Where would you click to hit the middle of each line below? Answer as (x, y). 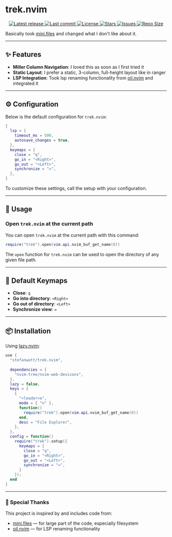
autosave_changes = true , (42, 140)
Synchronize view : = (35, 310)
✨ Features (23, 55)
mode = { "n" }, (36, 403)
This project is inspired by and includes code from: (59, 513)
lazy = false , (25, 384)
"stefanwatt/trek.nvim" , (36, 360)
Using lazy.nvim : (23, 346)
